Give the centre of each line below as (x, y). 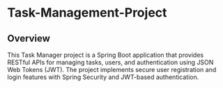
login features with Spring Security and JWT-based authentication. (103, 77)
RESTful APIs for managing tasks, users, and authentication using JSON (110, 62)
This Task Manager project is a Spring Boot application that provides (106, 55)
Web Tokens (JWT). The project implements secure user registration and (112, 70)
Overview (29, 38)
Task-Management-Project (87, 13)
